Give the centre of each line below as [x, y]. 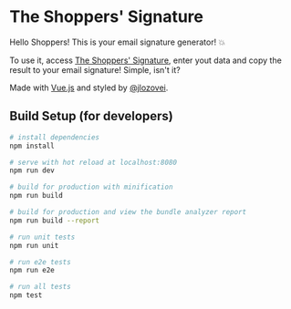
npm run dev [32, 170]
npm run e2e [32, 271]
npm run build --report [55, 221]
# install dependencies [55, 137]
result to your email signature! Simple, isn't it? [95, 69]
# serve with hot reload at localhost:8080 [94, 162]
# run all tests [40, 287]
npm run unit [34, 245]
